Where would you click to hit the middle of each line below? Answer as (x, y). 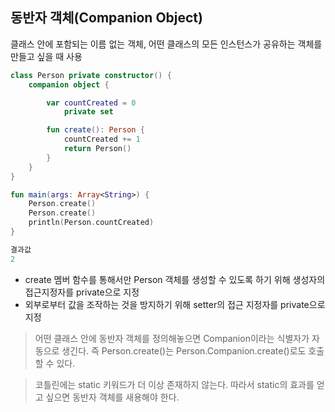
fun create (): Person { (95, 130)
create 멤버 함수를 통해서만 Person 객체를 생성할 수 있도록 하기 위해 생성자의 (175, 279)
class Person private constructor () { (91, 75)
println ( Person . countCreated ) (91, 223)
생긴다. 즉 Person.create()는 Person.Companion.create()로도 (184, 350)
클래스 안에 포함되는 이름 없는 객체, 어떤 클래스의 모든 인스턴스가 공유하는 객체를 (166, 44)
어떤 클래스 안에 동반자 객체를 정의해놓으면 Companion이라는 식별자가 (172, 338)
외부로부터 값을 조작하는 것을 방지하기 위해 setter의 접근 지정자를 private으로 (175, 304)
